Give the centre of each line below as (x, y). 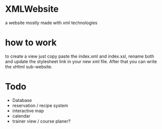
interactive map (28, 111)
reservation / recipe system (40, 105)
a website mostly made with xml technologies (51, 23)
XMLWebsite (32, 9)
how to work (31, 43)
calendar (21, 116)
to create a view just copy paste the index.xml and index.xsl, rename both (80, 56)
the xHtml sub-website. (29, 66)
